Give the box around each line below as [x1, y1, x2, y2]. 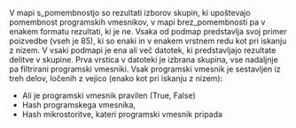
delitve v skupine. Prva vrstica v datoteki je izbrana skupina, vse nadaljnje [9, 55, 279, 64]
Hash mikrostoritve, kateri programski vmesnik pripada [21, 109, 223, 119]
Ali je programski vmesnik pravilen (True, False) [21, 90, 197, 101]
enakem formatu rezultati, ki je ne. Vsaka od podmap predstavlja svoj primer [9, 26, 287, 36]
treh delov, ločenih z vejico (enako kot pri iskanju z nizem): [9, 73, 223, 83]
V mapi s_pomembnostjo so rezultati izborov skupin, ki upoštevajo [9, 8, 251, 18]
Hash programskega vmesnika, [21, 100, 136, 109]
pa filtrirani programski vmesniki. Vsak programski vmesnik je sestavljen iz [9, 64, 281, 74]
